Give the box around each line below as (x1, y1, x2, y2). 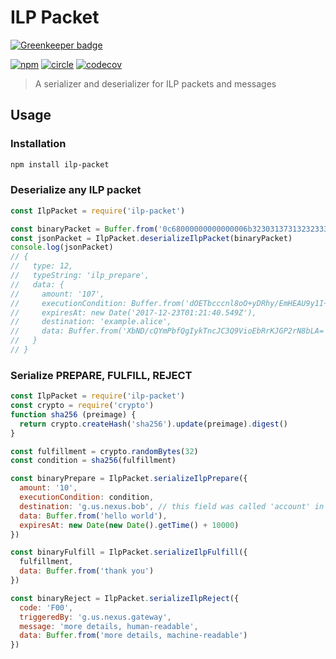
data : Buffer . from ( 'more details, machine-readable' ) (19, 631, 248, 641)
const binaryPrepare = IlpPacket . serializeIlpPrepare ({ (10, 474, 248, 484)
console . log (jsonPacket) (10, 242, 114, 253)
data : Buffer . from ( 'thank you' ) (19, 566, 155, 576)
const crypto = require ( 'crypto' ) (10, 401, 155, 411)
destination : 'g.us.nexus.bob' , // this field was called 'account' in (19, 501, 325, 511)
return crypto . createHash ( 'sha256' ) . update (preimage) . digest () (19, 419, 288, 429)
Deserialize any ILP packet (10, 183, 142, 197)
